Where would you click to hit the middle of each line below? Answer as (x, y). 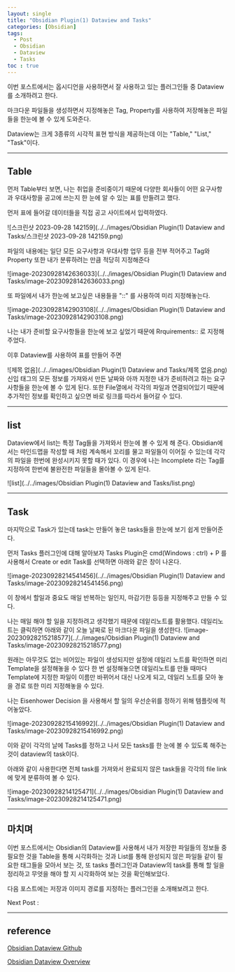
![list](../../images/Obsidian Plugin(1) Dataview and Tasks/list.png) (101, 483)
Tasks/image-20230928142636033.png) (66, 281)
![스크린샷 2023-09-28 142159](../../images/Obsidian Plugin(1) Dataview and (116, 227)
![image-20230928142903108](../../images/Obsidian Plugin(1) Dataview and (116, 310)
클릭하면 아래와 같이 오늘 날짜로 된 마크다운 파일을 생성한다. (101, 630)
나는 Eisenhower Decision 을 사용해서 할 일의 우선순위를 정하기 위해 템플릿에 (113, 701)
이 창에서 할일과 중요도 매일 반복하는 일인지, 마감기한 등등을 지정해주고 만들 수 (114, 598)
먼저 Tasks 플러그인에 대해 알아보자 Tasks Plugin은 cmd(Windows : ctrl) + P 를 (117, 553)
